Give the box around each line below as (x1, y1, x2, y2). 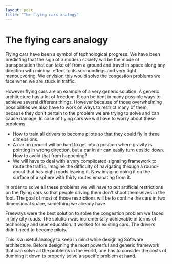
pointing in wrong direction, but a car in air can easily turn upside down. (12, 147, 165, 153)
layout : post (5, 7, 33, 13)
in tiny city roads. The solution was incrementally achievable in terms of (5, 216, 157, 222)
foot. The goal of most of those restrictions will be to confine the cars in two (5, 195, 166, 201)
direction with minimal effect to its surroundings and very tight (5, 68, 137, 74)
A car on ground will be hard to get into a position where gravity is (12, 142, 153, 148)
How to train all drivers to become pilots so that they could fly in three (12, 131, 160, 137)
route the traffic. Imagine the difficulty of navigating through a (12, 163, 143, 169)
